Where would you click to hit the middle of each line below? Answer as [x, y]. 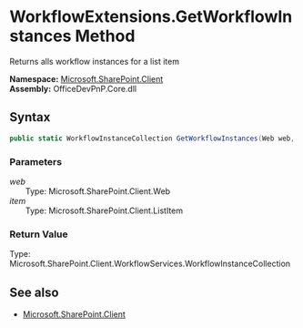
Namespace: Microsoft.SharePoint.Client [86, 78]
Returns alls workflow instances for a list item [95, 61]
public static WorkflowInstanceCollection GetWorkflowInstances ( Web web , [152, 138]
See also [34, 292]
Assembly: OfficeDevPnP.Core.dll [73, 88]
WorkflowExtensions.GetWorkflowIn [151, 17]
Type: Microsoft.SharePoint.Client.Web [98, 191]
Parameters [35, 161]
